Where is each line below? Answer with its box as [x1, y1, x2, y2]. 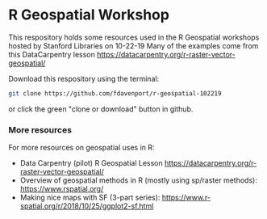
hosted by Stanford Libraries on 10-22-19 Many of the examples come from [8, 40, 259, 50]
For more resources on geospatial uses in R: [8, 143, 155, 153]
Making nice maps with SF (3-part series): [19, 192, 161, 203]
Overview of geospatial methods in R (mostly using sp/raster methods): [19, 175, 258, 185]
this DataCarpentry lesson [8, 49, 95, 59]
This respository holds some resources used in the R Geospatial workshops [8, 32, 260, 42]
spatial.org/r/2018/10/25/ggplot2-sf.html [19, 201, 154, 211]
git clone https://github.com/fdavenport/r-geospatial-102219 [8, 89, 222, 98]
